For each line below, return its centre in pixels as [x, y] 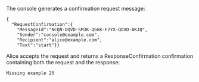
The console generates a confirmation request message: [76, 9]
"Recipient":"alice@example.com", [60, 40]
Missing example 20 [30, 73]
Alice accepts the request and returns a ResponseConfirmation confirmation [100, 56]
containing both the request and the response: [63, 62]
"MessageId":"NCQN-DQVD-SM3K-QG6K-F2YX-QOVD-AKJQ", [82, 29]
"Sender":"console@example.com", [58, 35]
